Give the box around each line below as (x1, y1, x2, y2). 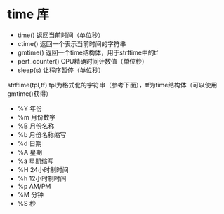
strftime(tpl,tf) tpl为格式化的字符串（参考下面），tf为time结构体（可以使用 (7, 80, 218, 89)
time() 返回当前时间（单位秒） (17, 31, 105, 39)
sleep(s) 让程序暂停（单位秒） (17, 66, 105, 74)
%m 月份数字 (17, 113, 56, 121)
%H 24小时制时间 (17, 165, 69, 173)
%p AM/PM (17, 182, 51, 190)
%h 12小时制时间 (17, 174, 67, 183)
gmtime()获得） (7, 89, 53, 98)
